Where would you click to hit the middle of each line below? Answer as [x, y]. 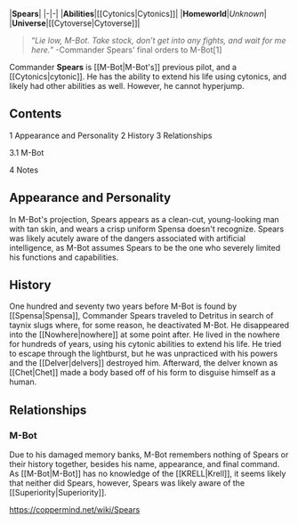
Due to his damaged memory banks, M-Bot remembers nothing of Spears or [149, 455]
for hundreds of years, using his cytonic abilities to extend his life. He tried [145, 344]
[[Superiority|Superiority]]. [58, 493]
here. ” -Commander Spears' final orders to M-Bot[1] [126, 50]
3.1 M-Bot [27, 152]
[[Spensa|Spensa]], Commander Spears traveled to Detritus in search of [141, 316]
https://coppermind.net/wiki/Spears [75, 510]
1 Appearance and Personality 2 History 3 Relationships [111, 135]
